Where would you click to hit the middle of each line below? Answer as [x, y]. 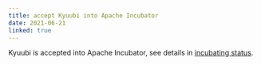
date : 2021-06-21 [37, 23]
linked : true [30, 30]
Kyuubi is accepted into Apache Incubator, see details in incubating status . [131, 53]
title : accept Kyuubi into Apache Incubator [83, 15]
